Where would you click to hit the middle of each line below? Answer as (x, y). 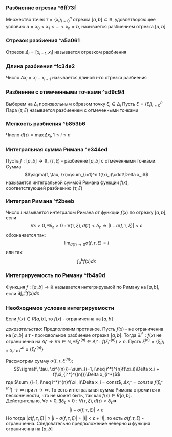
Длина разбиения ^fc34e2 (40, 66)
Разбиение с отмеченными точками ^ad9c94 (65, 92)
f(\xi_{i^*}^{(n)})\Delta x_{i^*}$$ (87, 374)
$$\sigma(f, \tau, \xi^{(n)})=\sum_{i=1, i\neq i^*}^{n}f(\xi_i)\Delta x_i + (87, 369)
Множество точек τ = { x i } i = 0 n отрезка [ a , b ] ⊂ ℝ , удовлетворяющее (81, 20)
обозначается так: (26, 235)
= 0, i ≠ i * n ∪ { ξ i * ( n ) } (25, 349)
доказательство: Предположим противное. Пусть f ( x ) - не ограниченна (85, 329)
